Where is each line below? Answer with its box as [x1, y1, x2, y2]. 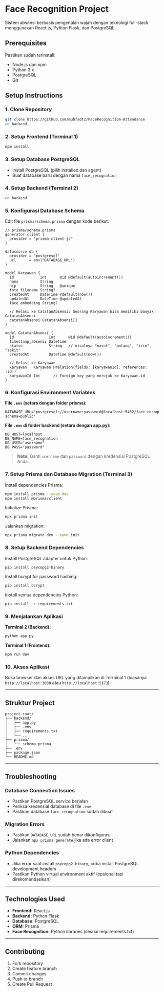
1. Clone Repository [5, 106, 52, 113]
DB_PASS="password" [5, 445, 45, 450]
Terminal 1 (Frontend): [5, 642, 51, 648]
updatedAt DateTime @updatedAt [9, 296, 82, 302]
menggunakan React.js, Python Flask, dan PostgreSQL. [5, 24, 116, 30]
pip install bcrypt [5, 583, 45, 588]
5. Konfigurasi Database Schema [5, 207, 84, 214]
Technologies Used [5, 895, 65, 903]
